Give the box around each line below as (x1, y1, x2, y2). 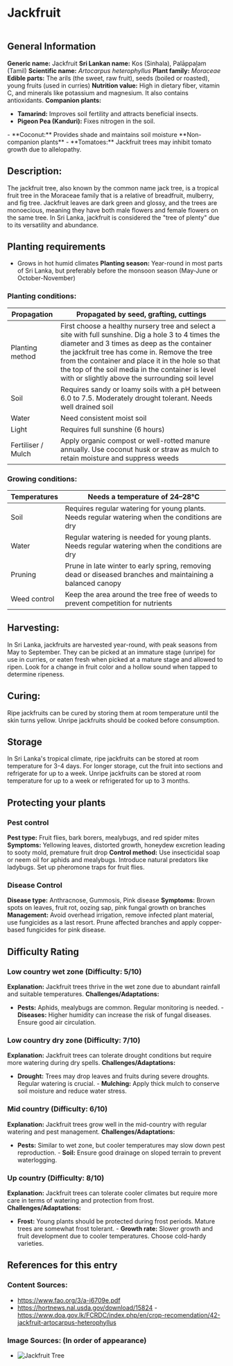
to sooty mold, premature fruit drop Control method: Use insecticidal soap (7, 848, 221, 856)
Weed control (10, 594, 55, 603)
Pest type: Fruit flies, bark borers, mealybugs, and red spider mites (7, 834, 200, 842)
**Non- (179, 130, 202, 138)
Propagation (11, 309, 53, 319)
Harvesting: (7, 622, 60, 634)
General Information (7, 40, 96, 53)
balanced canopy (64, 578, 121, 588)
